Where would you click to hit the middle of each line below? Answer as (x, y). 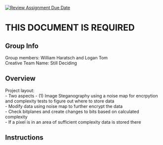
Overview (20, 78)
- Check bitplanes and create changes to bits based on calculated (72, 111)
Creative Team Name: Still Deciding (41, 63)
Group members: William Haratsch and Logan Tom (56, 58)
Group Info (22, 46)
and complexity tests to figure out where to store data (60, 101)
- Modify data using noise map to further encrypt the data (64, 106)
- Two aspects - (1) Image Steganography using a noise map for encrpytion (81, 96)
